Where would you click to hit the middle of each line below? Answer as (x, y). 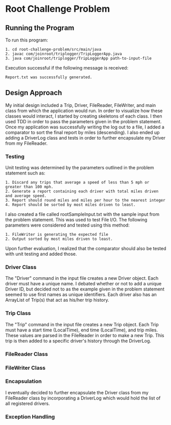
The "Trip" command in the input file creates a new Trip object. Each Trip (82, 324)
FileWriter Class (26, 368)
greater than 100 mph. (29, 187)
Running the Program (40, 28)
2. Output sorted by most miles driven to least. (59, 239)
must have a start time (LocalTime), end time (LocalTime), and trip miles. (82, 330)
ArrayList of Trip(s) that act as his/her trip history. (57, 300)
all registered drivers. (28, 403)
